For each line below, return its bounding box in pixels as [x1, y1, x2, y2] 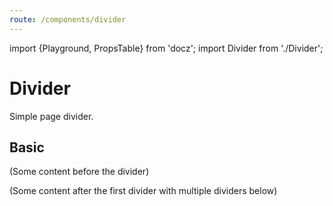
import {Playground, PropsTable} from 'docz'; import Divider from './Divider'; [9, 42, 324, 54]
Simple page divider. [9, 110, 94, 122]
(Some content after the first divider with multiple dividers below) [9, 185, 278, 197]
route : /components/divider [9, 14, 127, 25]
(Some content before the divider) [9, 166, 150, 178]
